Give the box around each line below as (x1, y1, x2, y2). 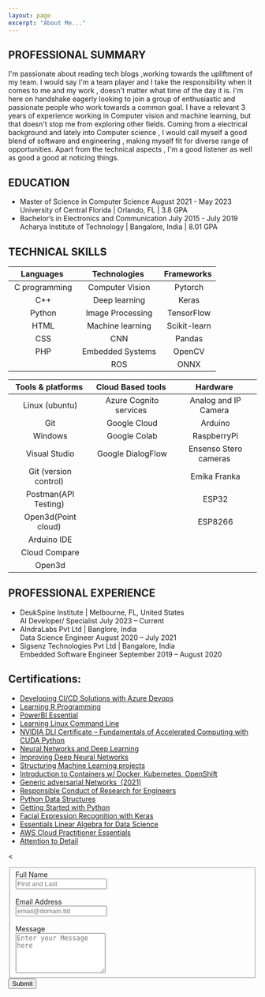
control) (34, 476, 65, 487)
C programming (14, 281, 73, 292)
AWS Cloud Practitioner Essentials (19, 827, 132, 837)
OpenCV (173, 345, 205, 356)
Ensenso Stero (188, 443, 243, 454)
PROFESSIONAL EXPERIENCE (8, 586, 156, 600)
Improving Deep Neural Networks (19, 752, 129, 762)
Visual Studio (25, 448, 75, 459)
